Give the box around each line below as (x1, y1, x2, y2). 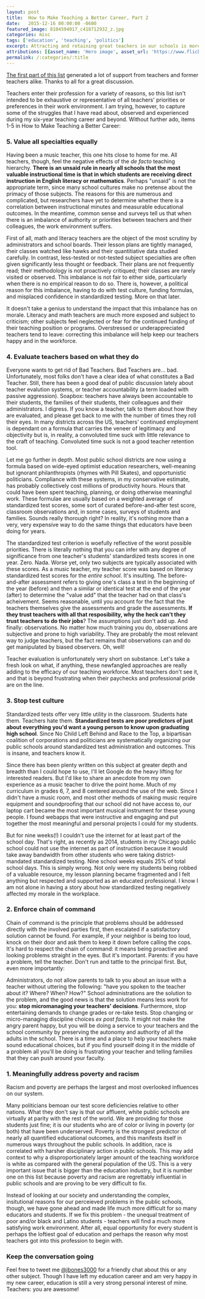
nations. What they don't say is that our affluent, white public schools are (6, 1108, 190, 1116)
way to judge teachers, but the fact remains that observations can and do (6, 637, 191, 644)
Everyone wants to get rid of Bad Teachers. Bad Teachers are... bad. (6, 366, 178, 374)
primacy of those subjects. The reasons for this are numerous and (6, 190, 173, 197)
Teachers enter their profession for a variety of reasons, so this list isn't (6, 89, 186, 97)
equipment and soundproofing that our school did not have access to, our (6, 800, 192, 808)
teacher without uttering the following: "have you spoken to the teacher (6, 982, 186, 990)
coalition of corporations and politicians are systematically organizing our (6, 736, 191, 743)
